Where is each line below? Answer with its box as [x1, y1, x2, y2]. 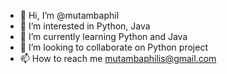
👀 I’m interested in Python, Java [19, 20, 151, 32]
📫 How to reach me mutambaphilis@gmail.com [19, 53, 217, 64]
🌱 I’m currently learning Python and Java [19, 31, 188, 42]
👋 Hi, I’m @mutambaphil [19, 10, 120, 21]
